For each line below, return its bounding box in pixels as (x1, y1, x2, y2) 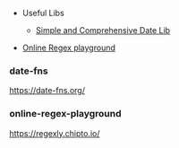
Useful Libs (21, 8, 64, 18)
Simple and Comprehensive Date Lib (35, 25, 171, 35)
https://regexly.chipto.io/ (9, 127, 100, 138)
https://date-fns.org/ (9, 85, 85, 96)
